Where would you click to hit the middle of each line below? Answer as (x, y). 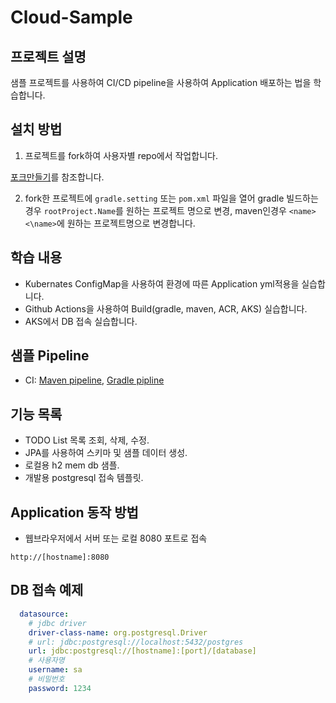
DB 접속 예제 (47, 590)
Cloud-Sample (71, 17)
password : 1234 (60, 688)
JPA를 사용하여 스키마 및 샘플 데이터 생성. (106, 453)
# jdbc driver (57, 623)
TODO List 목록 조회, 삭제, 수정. (87, 440)
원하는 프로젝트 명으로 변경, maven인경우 (206, 210)
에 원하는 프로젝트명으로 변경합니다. (126, 223)
